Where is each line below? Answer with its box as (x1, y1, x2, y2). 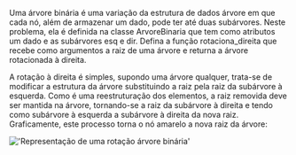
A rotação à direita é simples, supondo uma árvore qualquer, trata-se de (9, 72, 273, 82)
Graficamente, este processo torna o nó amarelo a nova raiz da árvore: (9, 119, 268, 129)
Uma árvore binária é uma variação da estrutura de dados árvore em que (9, 8, 276, 18)
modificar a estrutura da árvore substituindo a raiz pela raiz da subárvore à (9, 81, 283, 91)
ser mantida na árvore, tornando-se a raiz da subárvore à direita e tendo (9, 100, 273, 110)
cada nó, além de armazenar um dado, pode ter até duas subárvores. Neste (9, 17, 286, 27)
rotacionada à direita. (9, 55, 87, 65)
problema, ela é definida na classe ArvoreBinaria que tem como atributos (9, 27, 276, 36)
